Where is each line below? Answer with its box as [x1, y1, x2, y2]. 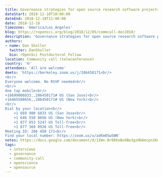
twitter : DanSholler [9, 48, 51, 52]
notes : [5, 138, 18, 143]
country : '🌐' [5, 61, 33, 66]
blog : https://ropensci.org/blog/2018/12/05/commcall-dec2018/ [5, 30, 136, 34]
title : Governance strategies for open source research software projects [5, 7, 160, 12]
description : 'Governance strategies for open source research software [5, 34, 155, 39]
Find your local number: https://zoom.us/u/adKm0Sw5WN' [5, 133, 120, 138]
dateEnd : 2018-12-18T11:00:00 [5, 16, 66, 21]
